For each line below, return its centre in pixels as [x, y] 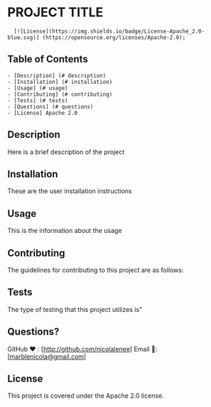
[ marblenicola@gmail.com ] [47, 357]
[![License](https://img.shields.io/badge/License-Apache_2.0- [109, 31]
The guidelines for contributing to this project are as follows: [96, 270]
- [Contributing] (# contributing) [60, 94]
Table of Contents [48, 59]
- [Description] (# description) [57, 75]
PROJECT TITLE [55, 12]
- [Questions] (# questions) [50, 107]
